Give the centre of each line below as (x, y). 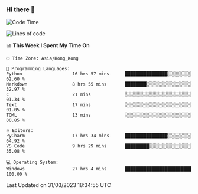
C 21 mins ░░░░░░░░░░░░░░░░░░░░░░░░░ (99, 95)
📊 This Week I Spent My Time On (48, 45)
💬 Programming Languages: (38, 69)
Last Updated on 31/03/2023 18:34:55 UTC (59, 185)
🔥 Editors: (20, 131)
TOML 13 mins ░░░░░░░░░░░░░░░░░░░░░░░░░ (99, 115)
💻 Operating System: (33, 162)
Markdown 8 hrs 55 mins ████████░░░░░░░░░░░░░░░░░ (99, 84)
